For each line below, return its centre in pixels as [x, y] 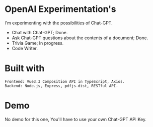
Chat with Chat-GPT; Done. [40, 32]
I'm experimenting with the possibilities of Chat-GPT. [59, 23]
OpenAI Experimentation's [60, 9]
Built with [25, 68]
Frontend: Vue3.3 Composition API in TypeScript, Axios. [65, 81]
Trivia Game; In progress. [38, 43]
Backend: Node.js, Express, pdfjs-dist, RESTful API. [62, 86]
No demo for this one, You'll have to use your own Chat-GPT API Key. [76, 119]
